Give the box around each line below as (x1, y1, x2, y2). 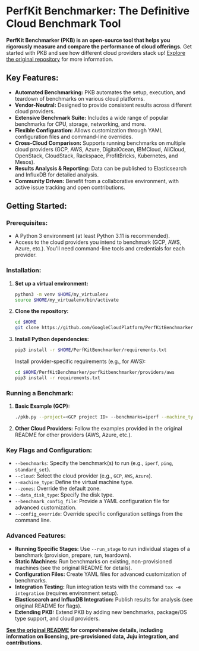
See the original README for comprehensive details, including (6, 626, 163, 633)
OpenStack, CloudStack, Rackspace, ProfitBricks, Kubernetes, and (14, 152, 178, 159)
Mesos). (14, 158, 35, 165)
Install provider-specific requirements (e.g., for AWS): (14, 358, 146, 365)
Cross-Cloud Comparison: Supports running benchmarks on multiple (14, 139, 186, 147)
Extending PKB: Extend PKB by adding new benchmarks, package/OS (14, 608, 187, 615)
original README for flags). (14, 602, 82, 609)
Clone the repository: (14, 308, 69, 315)
